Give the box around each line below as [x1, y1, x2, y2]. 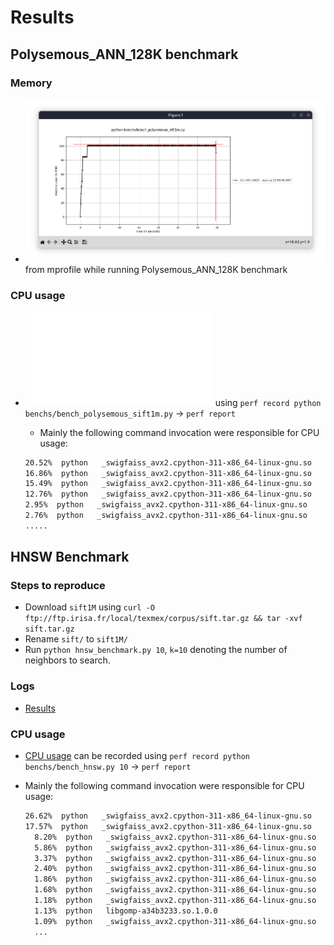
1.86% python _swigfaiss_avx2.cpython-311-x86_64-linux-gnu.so [34, 874, 317, 885]
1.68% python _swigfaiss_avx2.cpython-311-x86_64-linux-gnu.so [34, 885, 317, 895]
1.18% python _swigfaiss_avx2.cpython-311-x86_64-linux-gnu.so [34, 896, 317, 906]
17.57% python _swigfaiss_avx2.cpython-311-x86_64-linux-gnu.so [24, 821, 312, 831]
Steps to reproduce [10, 579, 106, 593]
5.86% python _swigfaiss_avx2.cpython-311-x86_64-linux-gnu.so [34, 842, 317, 853]
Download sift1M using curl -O [24, 601, 155, 613]
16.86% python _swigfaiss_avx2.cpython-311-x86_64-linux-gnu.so [24, 468, 312, 478]
